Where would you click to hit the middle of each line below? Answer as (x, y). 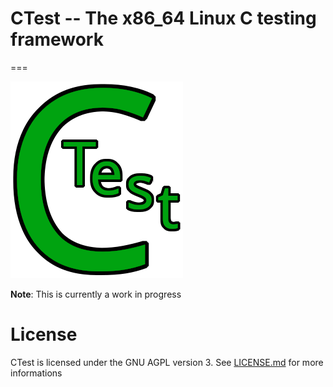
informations (36, 373)
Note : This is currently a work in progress (96, 294)
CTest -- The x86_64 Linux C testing (163, 18)
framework (57, 39)
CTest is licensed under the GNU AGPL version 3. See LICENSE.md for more (167, 362)
